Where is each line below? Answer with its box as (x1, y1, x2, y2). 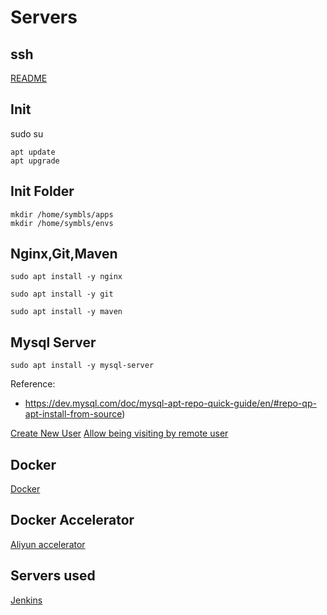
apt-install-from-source (24, 408, 123, 420)
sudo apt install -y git (10, 289, 114, 300)
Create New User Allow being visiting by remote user (10, 427, 229, 440)
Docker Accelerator (10, 512, 135, 529)
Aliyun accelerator (10, 538, 86, 550)
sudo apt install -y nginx (10, 272, 123, 282)
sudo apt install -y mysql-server (10, 361, 155, 371)
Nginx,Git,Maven (10, 246, 118, 263)
